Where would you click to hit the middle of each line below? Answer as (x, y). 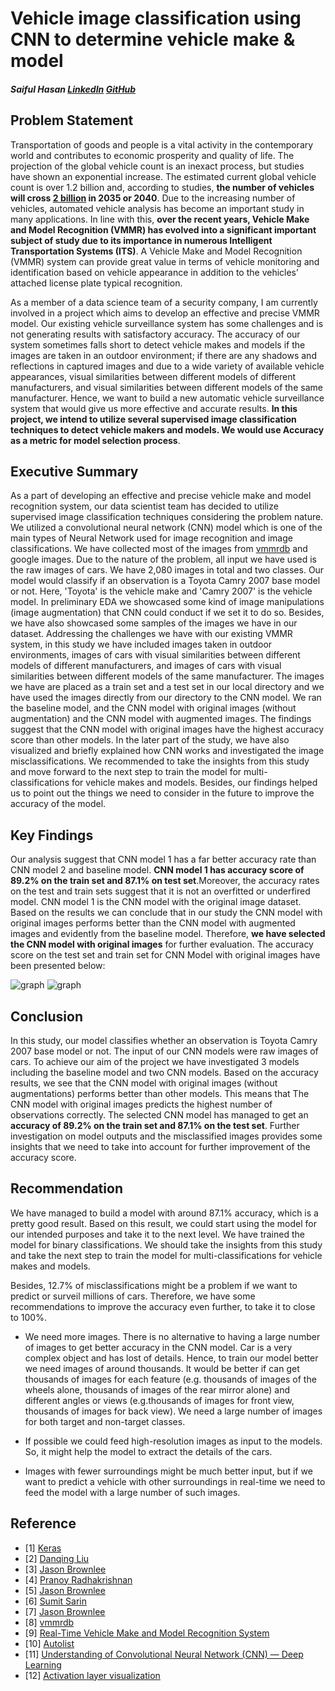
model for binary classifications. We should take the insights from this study (166, 1244)
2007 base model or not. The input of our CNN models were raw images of (164, 1051)
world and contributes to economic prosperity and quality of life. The (152, 155)
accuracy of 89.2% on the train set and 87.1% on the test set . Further (155, 1126)
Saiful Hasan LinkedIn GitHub (73, 89)
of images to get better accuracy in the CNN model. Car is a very (158, 1347)
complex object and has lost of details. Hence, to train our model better (171, 1358)
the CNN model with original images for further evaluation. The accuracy (162, 944)
